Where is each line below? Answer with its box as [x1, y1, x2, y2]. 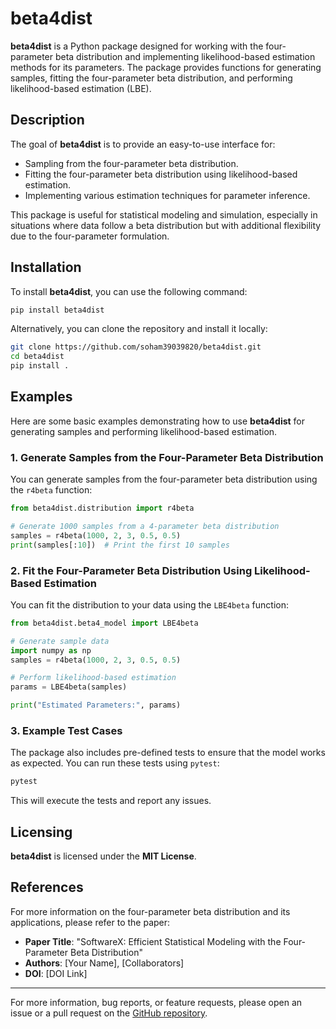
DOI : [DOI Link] [24, 967, 88, 979]
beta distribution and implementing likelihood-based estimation [54, 50, 316, 62]
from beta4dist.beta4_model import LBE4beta [10, 618, 199, 628]
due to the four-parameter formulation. [10, 230, 170, 242]
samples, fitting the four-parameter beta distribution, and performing [10, 72, 293, 84]
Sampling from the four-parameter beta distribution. [24, 157, 239, 169]
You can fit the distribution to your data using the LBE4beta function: [10, 598, 290, 611]
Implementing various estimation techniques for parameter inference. [24, 189, 311, 201]
